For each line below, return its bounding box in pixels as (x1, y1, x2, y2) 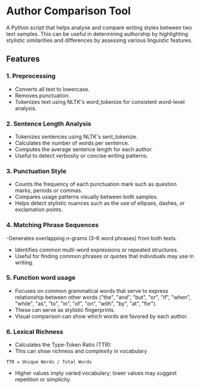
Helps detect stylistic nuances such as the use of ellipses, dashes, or (14, 200, 185, 207)
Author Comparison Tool (6, 4, 131, 18)
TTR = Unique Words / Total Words (6, 359, 93, 365)
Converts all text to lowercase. (14, 85, 90, 93)
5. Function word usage (6, 274, 76, 282)
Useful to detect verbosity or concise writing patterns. (14, 152, 148, 159)
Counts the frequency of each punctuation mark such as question (14, 180, 177, 188)
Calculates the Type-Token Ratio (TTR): (14, 341, 112, 348)
